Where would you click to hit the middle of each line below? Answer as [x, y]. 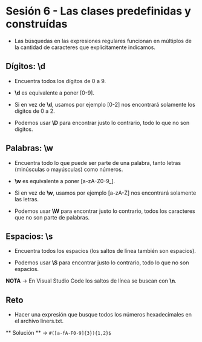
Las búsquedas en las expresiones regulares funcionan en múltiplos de [103, 41]
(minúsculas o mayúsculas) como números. [69, 169]
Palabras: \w [30, 148]
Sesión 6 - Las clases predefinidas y [98, 11]
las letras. [27, 199]
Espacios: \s [29, 236]
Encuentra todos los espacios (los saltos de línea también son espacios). [105, 251]
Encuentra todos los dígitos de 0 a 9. [60, 81]
